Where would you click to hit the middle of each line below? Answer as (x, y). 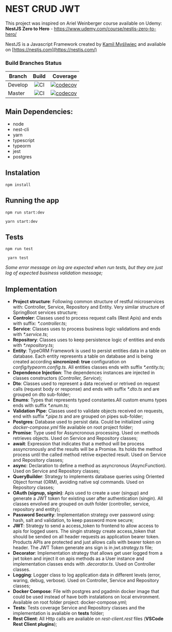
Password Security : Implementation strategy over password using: (84, 515)
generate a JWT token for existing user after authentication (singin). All (88, 498)
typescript (24, 141)
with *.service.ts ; (30, 335)
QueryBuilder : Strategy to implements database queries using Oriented (88, 477)
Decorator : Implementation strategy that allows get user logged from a (88, 553)
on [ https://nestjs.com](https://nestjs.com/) (51, 49)
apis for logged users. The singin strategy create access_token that (84, 531)
